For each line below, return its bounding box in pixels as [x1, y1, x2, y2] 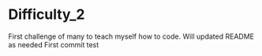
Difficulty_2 [8, 6, 85, 24]
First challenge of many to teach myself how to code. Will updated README [8, 32, 255, 41]
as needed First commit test [8, 39, 99, 49]
